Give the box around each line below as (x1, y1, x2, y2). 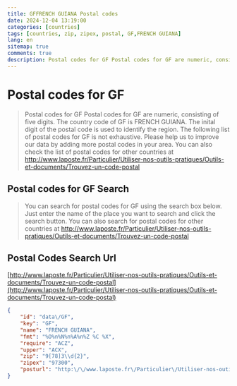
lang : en (7, 37, 33, 44)
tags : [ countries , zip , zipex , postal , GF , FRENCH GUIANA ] (7, 30, 181, 37)
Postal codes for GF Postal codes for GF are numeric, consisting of (24, 110, 219, 119)
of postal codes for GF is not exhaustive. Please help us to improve (24, 132, 219, 141)
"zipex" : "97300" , (20, 359, 74, 367)
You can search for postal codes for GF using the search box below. (24, 202, 222, 210)
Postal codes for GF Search (7, 183, 129, 195)
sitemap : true (7, 43, 49, 50)
